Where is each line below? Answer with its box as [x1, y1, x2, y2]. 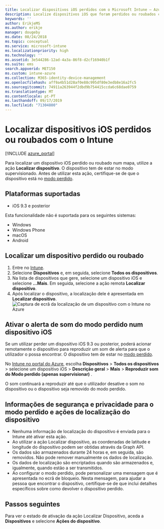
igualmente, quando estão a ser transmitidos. [12, 465, 103, 471]
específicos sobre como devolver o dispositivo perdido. [12, 486, 124, 492]
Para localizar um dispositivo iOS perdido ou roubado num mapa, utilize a [5, 160, 153, 166]
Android [12, 237, 28, 243]
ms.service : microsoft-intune [5, 44, 67, 48]
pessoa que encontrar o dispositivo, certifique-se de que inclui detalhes [12, 481, 157, 486]
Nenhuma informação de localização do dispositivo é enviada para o [12, 429, 150, 434]
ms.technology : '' [5, 52, 42, 58]
